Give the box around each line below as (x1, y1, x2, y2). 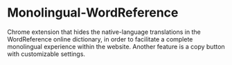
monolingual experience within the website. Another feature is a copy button (7, 42, 225, 50)
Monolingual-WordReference (7, 5, 179, 21)
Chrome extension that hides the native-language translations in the (7, 28, 201, 36)
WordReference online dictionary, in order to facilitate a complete (7, 35, 193, 43)
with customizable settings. (7, 50, 85, 58)
